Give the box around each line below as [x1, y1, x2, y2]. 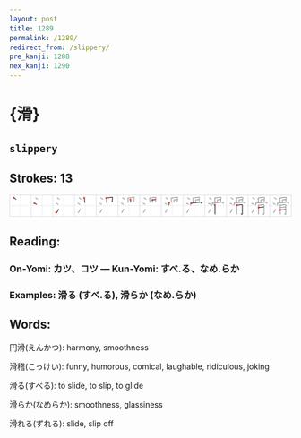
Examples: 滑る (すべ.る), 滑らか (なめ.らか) [9, 289, 197, 302]
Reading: [9, 234, 61, 250]
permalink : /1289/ [9, 33, 78, 42]
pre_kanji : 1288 [9, 52, 70, 62]
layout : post [9, 14, 58, 23]
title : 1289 [9, 23, 54, 33]
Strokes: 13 [9, 170, 73, 185]
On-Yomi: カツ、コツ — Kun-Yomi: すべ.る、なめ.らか [9, 262, 240, 275]
